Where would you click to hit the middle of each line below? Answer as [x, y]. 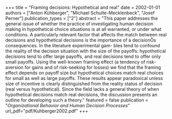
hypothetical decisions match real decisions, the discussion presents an [81, 95]
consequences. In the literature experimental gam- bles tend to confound [83, 45]
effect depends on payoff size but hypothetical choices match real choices [84, 73]
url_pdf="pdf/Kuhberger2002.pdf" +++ [47, 111]
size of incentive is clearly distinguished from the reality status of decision [84, 84]
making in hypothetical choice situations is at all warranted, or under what [83, 29]
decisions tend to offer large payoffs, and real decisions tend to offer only [83, 56]
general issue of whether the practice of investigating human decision [79, 24]
